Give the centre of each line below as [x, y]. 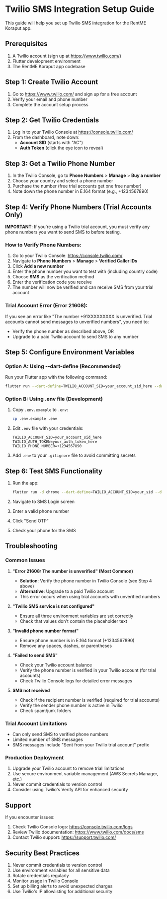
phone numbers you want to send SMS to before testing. [63, 232]
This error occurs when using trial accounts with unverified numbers [90, 596]
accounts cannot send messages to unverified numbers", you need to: [77, 322]
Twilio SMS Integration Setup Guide [80, 9]
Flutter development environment [46, 61]
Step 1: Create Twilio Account [52, 82]
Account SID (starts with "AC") [51, 143]
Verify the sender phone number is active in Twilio [71, 705]
